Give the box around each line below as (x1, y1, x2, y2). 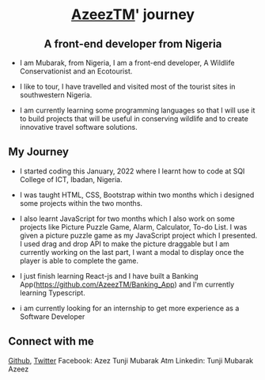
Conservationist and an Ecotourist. (19, 66, 133, 76)
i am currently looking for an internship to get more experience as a (19, 303, 240, 313)
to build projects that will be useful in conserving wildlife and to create (19, 114, 249, 123)
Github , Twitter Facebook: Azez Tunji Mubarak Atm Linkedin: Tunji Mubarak (8, 355, 254, 365)
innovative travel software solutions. (19, 123, 138, 131)
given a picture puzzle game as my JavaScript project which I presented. (19, 230, 258, 240)
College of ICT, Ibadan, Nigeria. (19, 174, 123, 184)
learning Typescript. (19, 287, 85, 298)
